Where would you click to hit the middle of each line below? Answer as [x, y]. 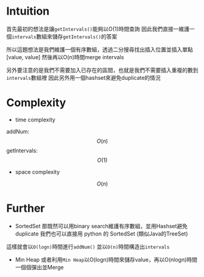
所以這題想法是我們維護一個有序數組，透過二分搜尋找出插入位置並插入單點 [100, 49]
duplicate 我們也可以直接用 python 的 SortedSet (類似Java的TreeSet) [101, 234]
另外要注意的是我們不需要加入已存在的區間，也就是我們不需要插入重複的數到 [102, 70]
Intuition [28, 11]
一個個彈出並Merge [39, 267]
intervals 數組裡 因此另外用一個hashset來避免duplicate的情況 [84, 77]
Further [26, 208]
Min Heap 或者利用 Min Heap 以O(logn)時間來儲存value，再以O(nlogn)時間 [106, 259]
